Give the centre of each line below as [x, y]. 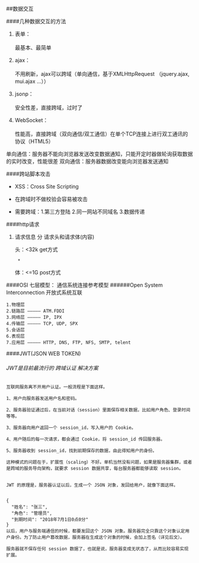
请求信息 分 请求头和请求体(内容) [54, 237]
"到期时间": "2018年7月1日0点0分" [50, 520]
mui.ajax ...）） [32, 81]
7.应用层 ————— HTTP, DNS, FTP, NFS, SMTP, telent [69, 343]
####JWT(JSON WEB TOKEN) [44, 354]
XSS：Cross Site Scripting [46, 186]
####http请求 [23, 224]
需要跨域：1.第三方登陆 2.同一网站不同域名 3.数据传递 [80, 212]
